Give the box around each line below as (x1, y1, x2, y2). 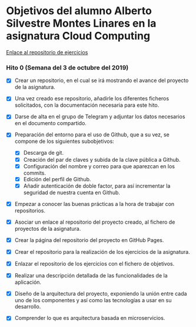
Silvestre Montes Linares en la (6, 17, 157, 30)
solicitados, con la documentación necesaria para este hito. (14, 102, 160, 109)
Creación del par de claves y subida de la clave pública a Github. (23, 156, 181, 163)
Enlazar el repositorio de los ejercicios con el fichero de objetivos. (14, 260, 175, 267)
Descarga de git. (23, 149, 64, 156)
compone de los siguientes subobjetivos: (14, 138, 115, 145)
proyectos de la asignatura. (14, 225, 81, 232)
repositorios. (14, 207, 46, 214)
